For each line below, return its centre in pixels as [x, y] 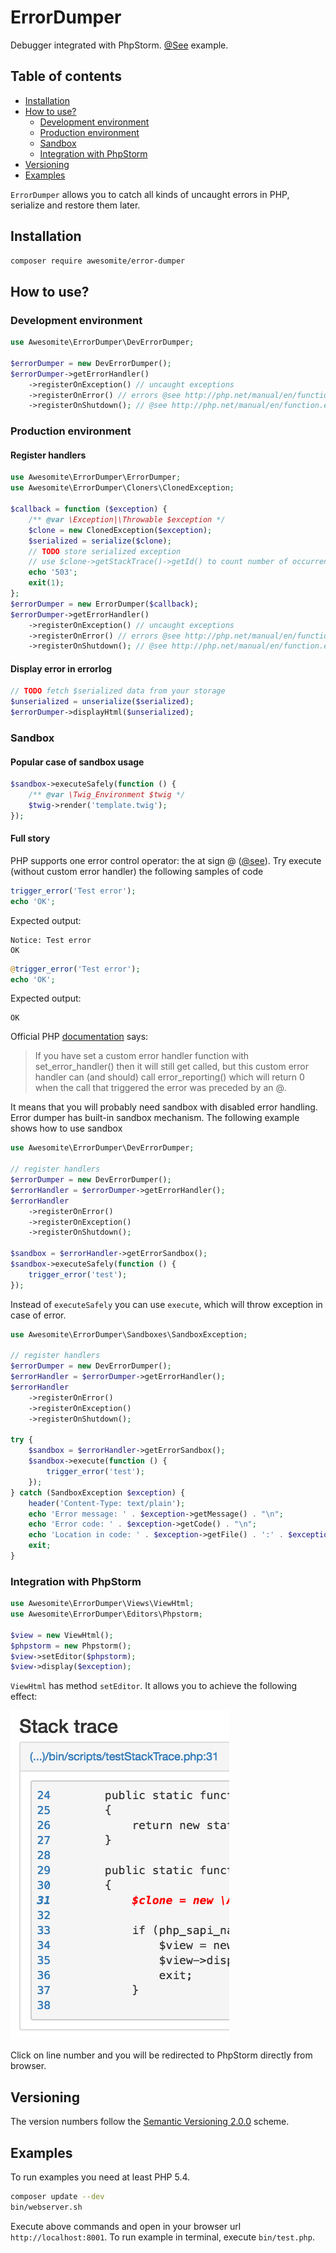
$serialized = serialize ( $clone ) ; [100, 541]
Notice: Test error [51, 940]
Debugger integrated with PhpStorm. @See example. [119, 45]
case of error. [38, 1315]
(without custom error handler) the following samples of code [137, 871]
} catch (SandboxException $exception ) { [98, 1492]
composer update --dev [57, 2196]
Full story [30, 838]
